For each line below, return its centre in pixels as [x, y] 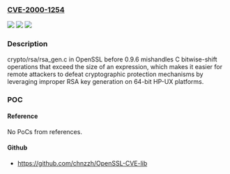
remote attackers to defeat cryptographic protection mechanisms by [105, 74]
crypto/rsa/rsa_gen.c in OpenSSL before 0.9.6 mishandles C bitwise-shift [112, 59]
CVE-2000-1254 [36, 10]
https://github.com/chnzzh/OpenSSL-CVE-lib [82, 163]
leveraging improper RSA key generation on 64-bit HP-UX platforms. [106, 81]
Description [28, 44]
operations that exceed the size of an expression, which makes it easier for [115, 66]
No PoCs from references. [45, 131]
